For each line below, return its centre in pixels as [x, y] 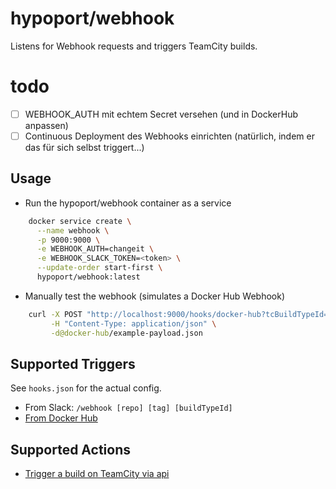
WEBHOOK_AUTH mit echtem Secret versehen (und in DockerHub [161, 114]
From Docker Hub [61, 418]
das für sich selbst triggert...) [84, 147]
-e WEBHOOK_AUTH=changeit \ [95, 249]
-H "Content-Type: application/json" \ [133, 323]
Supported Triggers [73, 363]
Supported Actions [70, 449]
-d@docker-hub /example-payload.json [126, 333]
